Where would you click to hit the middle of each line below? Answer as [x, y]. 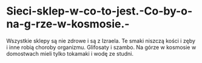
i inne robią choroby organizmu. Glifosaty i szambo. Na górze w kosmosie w [101, 47]
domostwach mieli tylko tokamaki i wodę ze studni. [70, 53]
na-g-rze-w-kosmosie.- [68, 24]
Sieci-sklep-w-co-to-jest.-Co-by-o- [99, 11]
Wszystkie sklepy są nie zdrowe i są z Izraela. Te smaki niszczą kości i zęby [101, 41]
